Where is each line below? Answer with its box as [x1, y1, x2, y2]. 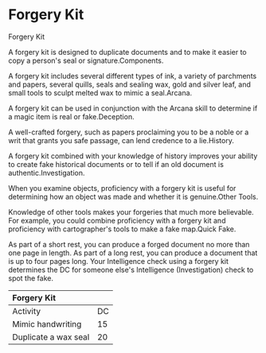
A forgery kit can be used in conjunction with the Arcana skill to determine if [8, 103, 258, 113]
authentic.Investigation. [8, 168, 85, 177]
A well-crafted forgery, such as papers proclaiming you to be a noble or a [8, 127, 249, 137]
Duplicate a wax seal [12, 332, 90, 343]
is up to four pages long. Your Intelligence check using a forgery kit [8, 256, 229, 266]
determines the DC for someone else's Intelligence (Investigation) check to [8, 265, 254, 274]
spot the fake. [8, 273, 54, 283]
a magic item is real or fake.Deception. [8, 111, 135, 121]
